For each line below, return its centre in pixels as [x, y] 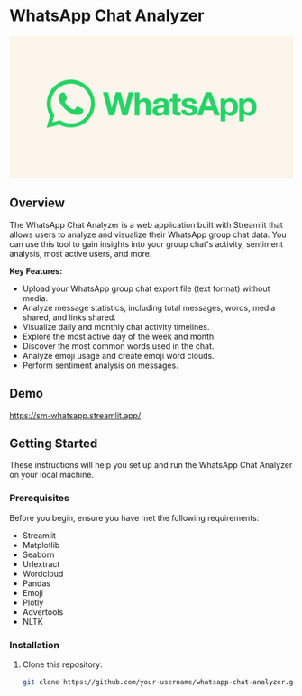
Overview [37, 203]
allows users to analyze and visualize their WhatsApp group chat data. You [148, 234]
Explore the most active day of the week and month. [119, 336]
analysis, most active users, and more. [81, 253]
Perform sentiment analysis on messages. [100, 365]
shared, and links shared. [69, 317]
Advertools [43, 612]
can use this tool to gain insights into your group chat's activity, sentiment [146, 243]
